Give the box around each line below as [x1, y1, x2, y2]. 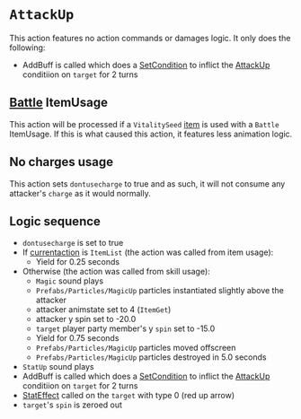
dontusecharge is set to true [22, 238, 124, 249]
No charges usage [9, 154, 114, 170]
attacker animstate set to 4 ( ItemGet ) [35, 304, 172, 315]
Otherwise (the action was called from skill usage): [22, 266, 211, 277]
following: [9, 42, 46, 53]
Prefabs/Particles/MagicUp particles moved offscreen [35, 343, 236, 354]
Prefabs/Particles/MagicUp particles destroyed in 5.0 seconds [35, 352, 267, 362]
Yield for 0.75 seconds [35, 333, 120, 344]
